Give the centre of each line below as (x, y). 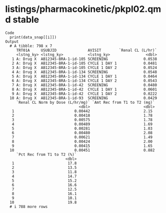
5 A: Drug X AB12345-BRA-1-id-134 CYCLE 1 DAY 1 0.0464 (84, 76)
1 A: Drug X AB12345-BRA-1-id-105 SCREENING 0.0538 (84, 59)
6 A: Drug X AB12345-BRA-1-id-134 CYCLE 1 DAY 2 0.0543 (84, 80)
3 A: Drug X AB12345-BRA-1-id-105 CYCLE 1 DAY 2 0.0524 (84, 68)
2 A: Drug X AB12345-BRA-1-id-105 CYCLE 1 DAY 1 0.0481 (84, 63)
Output (12, 41)
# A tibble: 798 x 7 (31, 46)
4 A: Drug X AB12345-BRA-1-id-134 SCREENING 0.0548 (84, 72)
